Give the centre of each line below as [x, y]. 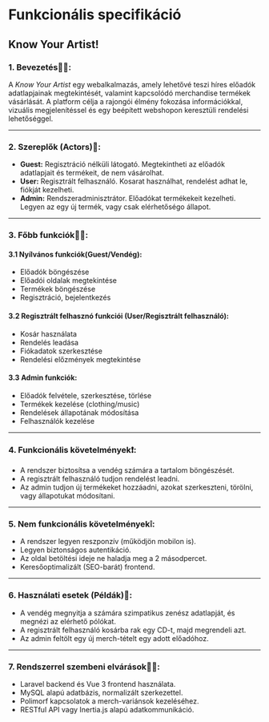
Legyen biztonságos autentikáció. [76, 550]
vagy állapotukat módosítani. [67, 496]
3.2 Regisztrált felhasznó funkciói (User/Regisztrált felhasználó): [119, 316]
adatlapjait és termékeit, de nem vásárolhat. [92, 173]
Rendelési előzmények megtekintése [80, 359]
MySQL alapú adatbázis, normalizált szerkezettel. [101, 692]
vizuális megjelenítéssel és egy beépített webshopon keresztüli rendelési [128, 110]
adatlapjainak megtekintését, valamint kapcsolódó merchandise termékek [129, 93]
